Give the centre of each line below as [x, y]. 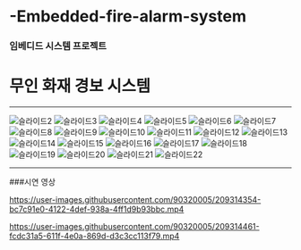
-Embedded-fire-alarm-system [128, 17]
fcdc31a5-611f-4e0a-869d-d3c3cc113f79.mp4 [95, 236]
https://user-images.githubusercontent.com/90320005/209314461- [134, 227]
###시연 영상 [33, 182]
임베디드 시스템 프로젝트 [58, 46]
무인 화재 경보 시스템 [80, 86]
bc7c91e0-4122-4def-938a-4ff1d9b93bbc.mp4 [97, 209]
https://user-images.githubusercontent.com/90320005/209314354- [135, 200]
